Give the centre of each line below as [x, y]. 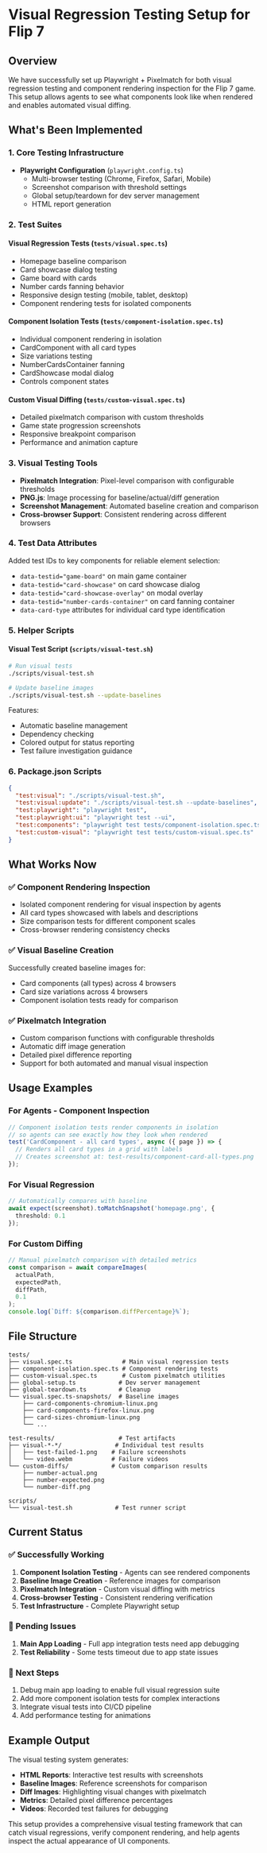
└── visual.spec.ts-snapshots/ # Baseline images [94, 1396]
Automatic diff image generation [72, 1046]
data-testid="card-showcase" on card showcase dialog [110, 584]
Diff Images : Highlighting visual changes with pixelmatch [113, 1791]
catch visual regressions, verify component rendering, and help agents [124, 1832]
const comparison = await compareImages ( [78, 1267]
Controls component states [64, 381]
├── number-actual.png [60, 1473]
